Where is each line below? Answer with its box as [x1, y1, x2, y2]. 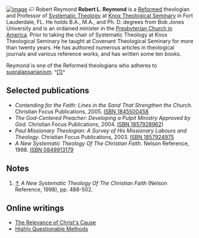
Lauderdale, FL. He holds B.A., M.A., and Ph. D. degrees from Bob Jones [6, 19, 184, 25]
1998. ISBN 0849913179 [14, 146, 74, 153]
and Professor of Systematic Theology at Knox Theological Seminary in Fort [6, 12, 193, 19]
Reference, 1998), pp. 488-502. [14, 186, 93, 193]
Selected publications [6, 86, 90, 96]
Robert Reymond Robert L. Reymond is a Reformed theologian [35, 6, 190, 13]
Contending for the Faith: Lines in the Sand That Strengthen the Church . [14, 101, 193, 109]
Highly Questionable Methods [14, 225, 88, 233]
